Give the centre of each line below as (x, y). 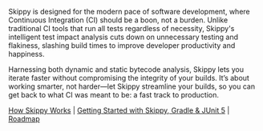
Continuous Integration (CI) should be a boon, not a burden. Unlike (118, 20)
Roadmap (24, 119)
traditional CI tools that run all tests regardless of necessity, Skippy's (121, 28)
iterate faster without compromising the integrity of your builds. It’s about (129, 78)
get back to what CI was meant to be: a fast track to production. (113, 95)
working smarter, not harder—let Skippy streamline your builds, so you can (131, 86)
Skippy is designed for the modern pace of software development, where (129, 12)
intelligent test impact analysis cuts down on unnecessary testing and (123, 37)
